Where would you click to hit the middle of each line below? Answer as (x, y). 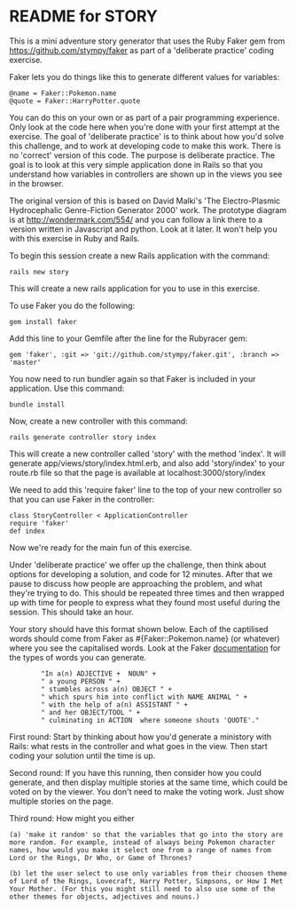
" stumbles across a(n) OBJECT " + (107, 689)
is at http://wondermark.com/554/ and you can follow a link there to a (136, 219)
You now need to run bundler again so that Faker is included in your (133, 378)
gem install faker (43, 321)
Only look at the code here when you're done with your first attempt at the (145, 127)
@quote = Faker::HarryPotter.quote (75, 101)
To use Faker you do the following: (72, 305)
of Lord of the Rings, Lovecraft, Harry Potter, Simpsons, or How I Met (146, 881)
